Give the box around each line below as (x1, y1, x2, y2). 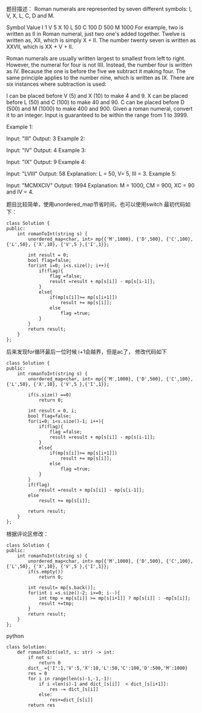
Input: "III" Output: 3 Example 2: (6, 135, 86, 142)
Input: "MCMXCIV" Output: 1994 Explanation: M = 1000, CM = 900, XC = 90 (6, 182, 195, 189)
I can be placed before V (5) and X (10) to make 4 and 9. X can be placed (6, 93, 189, 99)
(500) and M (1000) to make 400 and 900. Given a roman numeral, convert (6, 105, 193, 112)
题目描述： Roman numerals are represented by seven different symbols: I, (6, 5, 192, 12)
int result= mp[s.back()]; (28, 585, 96, 591)
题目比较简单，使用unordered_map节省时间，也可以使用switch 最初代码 (6, 201, 186, 207)
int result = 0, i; (28, 408, 77, 414)
